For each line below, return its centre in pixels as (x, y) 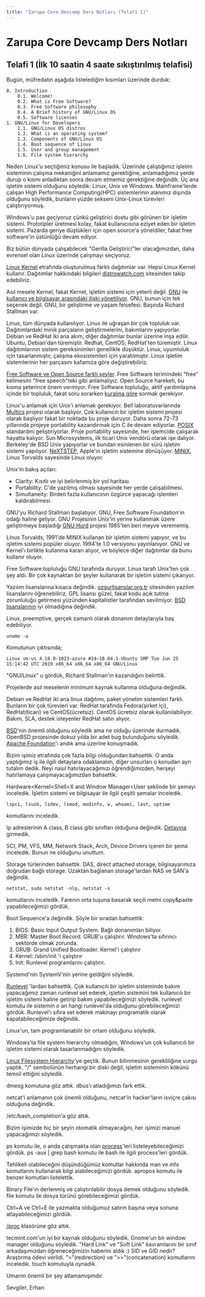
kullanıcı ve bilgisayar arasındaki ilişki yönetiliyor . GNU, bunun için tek (93, 298)
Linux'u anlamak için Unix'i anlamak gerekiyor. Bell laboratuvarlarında (93, 405)
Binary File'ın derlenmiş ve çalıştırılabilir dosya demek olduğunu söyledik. (98, 1189)
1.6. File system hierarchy (53, 155)
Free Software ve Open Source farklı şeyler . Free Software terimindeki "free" (103, 374)
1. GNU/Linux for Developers (43, 123)
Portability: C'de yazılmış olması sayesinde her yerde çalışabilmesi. (99, 488)
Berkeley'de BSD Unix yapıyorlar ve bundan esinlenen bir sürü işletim (93, 444)
